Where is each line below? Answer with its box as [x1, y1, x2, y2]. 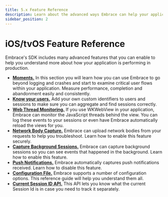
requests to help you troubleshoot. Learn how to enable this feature [12, 133, 151, 139]
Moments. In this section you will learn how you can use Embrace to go [12, 75, 160, 81]
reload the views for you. [12, 123, 64, 129]
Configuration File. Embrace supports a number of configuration [12, 170, 146, 176]
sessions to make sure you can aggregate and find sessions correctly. [12, 101, 157, 107]
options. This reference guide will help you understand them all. [12, 176, 144, 182]
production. [5, 65, 29, 71]
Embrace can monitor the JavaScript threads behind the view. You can [12, 112, 157, 118]
